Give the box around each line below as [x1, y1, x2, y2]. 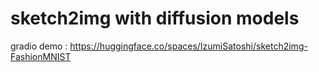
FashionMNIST [10, 50, 72, 62]
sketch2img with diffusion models [10, 7, 300, 30]
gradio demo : [10, 40, 68, 52]
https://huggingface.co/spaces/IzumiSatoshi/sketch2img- [69, 40, 308, 52]
